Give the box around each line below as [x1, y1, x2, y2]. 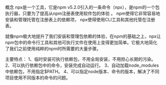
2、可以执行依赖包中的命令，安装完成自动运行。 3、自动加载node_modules [5, 62, 159, 68]
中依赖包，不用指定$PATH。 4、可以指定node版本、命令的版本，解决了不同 [5, 69, 160, 74]
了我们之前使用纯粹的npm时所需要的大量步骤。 [5, 46, 102, 51]
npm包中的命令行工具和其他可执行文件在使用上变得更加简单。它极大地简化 [5, 40, 158, 45]
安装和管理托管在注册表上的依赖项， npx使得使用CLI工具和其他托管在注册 [5, 17, 156, 22]
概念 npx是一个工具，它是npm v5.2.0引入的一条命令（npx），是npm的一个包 [5, 4, 160, 10]
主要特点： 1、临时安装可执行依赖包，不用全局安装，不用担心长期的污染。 [5, 56, 156, 62]
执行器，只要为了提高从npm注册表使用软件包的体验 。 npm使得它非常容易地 [5, 10, 161, 16]
